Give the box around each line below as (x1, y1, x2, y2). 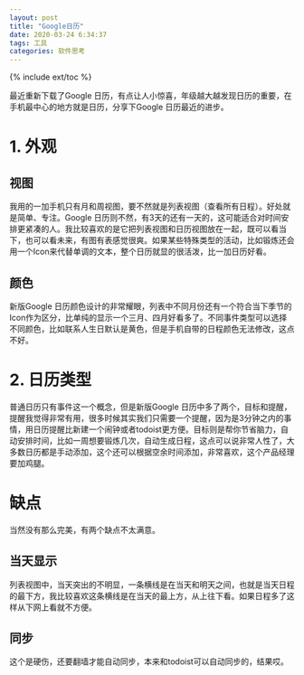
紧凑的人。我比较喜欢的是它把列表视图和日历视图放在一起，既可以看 (24, 223, 279, 235)
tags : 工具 (9, 38, 48, 48)
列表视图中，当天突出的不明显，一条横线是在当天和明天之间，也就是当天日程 (9, 579, 295, 590)
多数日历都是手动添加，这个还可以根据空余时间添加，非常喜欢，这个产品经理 (9, 446, 295, 457)
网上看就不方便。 (33, 602, 97, 613)
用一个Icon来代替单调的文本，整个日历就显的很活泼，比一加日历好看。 (9, 246, 271, 258)
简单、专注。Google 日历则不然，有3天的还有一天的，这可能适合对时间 (16, 212, 281, 223)
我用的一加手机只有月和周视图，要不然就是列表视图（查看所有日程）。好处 (9, 201, 283, 212)
